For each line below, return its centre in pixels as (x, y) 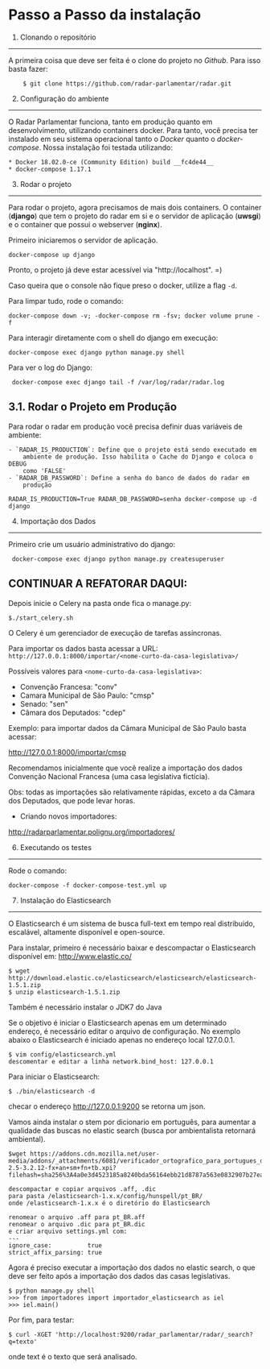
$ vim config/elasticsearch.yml (62, 1054)
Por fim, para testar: (41, 1320)
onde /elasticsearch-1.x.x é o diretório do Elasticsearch (109, 1203)
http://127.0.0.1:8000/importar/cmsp (67, 752)
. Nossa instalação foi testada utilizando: (106, 147)
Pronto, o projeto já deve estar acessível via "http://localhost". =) (115, 270)
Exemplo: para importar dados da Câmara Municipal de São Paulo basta (127, 728)
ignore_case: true (55, 1245)
